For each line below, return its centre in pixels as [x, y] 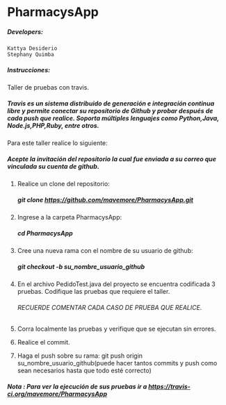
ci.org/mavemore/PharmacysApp [57, 394]
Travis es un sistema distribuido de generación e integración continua [111, 103]
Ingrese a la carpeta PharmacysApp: [70, 217]
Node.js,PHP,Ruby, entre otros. [53, 125]
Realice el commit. [44, 342]
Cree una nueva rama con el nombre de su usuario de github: [105, 250]
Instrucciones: [29, 69]
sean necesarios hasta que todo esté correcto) [84, 371]
